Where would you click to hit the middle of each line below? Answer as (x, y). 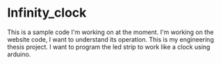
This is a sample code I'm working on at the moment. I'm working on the (110, 32)
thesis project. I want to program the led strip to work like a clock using (109, 47)
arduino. (19, 54)
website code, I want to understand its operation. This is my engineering (110, 39)
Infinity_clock (47, 13)
